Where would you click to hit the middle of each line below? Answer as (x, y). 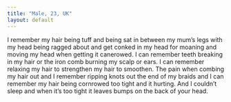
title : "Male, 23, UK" (40, 13)
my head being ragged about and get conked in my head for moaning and (112, 47)
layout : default (30, 20)
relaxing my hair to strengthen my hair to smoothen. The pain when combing (116, 69)
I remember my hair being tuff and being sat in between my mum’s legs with (115, 39)
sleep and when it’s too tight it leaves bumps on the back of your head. (108, 91)
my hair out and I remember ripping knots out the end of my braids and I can (115, 76)
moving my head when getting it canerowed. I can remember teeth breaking (115, 54)
